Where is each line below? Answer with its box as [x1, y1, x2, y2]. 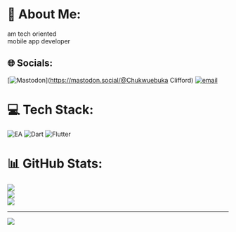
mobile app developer [7, 36, 71, 45]
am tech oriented [7, 29, 57, 38]
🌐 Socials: [7, 57, 53, 69]
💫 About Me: [7, 6, 81, 22]
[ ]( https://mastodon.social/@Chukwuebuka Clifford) [7, 76, 194, 84]
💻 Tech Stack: [7, 102, 94, 118]
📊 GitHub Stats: [7, 156, 103, 171]
